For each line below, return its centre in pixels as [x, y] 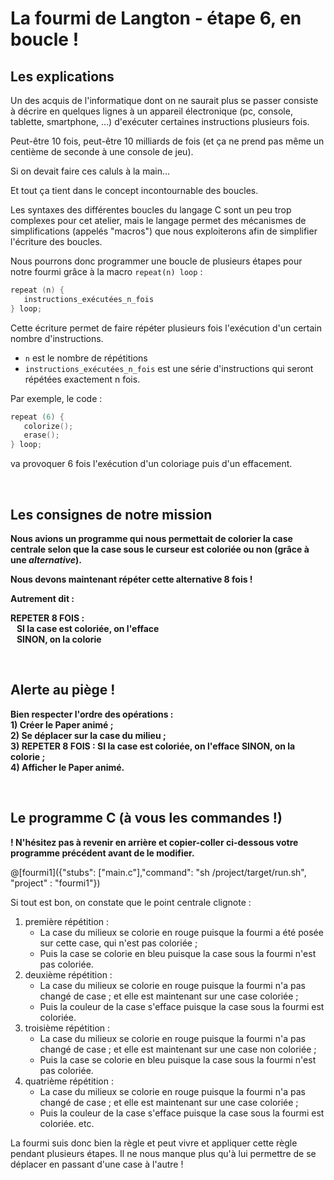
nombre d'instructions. [57, 338]
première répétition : [67, 921]
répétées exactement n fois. [82, 379]
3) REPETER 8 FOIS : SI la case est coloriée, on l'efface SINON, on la [153, 746]
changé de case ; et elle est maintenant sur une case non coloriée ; [178, 1049]
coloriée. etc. [67, 1123]
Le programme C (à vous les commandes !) [146, 818]
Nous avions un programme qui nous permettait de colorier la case [151, 538]
